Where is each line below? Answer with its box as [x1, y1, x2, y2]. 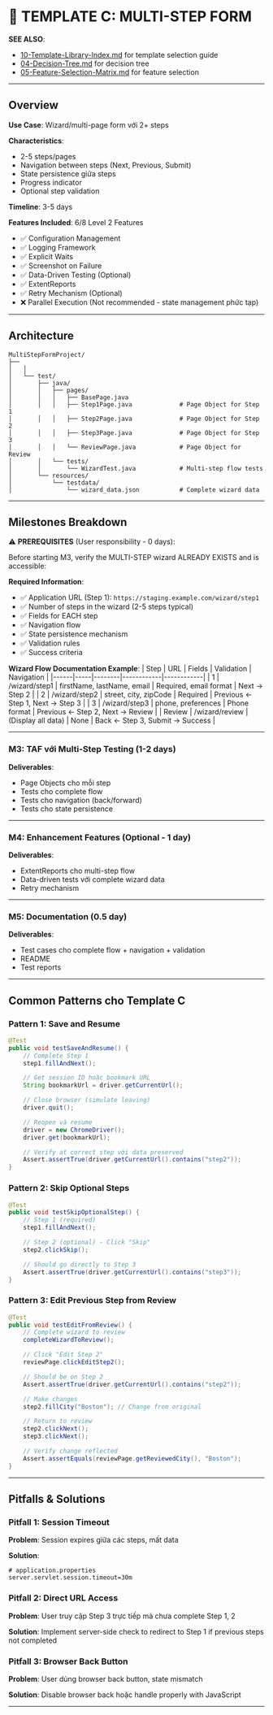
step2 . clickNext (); [23, 1425, 89, 1433]
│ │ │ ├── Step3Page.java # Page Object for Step [8, 428, 260, 437]
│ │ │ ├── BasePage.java [8, 393, 129, 402]
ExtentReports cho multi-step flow [19, 866, 136, 875]
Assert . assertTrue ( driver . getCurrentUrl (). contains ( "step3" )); [23, 1268, 242, 1276]
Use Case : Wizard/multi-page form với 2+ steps [8, 119, 169, 129]
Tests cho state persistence [19, 804, 114, 814]
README [19, 954, 51, 964]
